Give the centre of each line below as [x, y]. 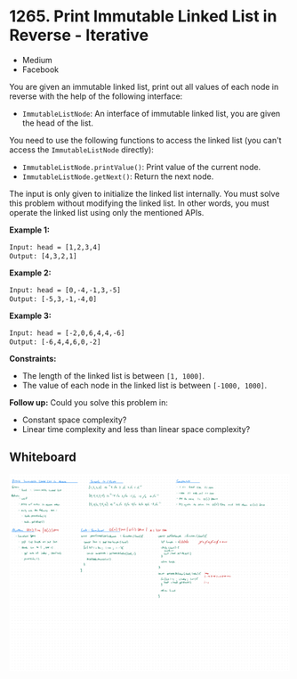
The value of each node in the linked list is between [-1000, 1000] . [144, 385]
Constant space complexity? [74, 420]
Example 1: [30, 230]
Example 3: [30, 315]
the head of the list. [57, 123]
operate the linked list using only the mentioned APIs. [107, 212]
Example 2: [30, 273]
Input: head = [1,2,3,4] [55, 247]
